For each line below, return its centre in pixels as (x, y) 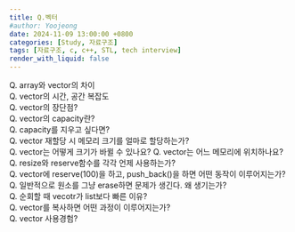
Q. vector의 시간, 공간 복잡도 (59, 96)
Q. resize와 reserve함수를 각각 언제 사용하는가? (93, 163)
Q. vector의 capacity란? (52, 118)
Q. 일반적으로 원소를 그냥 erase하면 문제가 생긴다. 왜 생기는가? (118, 185)
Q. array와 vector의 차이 (52, 85)
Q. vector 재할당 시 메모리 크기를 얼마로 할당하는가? (99, 140)
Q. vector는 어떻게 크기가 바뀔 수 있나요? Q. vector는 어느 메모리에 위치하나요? (146, 152)
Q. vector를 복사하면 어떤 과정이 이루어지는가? (90, 207)
